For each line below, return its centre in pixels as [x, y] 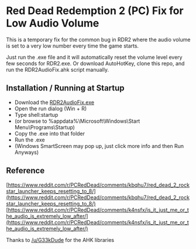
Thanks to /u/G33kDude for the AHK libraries [60, 240]
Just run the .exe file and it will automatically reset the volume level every [94, 57]
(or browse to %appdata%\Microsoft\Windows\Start [77, 121]
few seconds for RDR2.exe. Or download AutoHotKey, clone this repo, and [95, 63]
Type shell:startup [36, 115]
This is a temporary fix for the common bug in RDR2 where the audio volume [98, 39]
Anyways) [27, 152]
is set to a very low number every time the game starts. [73, 46]
